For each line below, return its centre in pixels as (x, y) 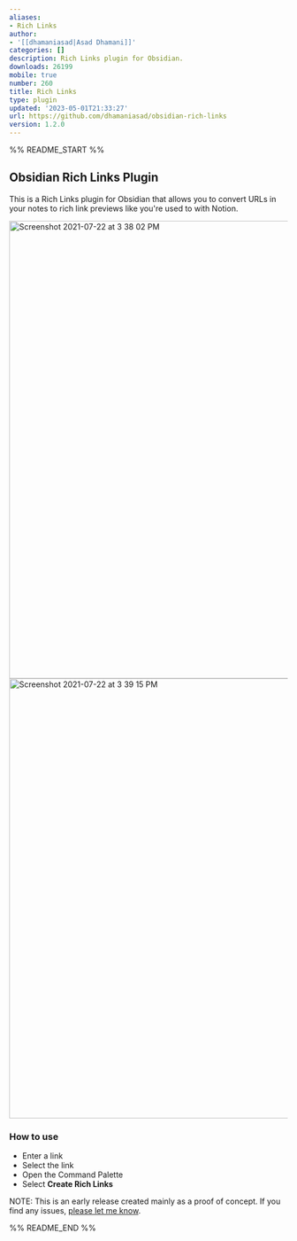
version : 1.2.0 (37, 125)
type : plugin (33, 100)
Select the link (48, 1166)
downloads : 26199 (41, 67)
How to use (34, 1136)
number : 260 (31, 83)
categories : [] (37, 51)
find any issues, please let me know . (75, 1211)
